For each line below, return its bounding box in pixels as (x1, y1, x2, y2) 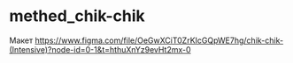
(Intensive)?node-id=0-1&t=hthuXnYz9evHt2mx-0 (9, 44, 192, 54)
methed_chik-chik (9, 6, 146, 26)
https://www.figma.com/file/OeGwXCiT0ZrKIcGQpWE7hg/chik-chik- (35, 35, 284, 45)
